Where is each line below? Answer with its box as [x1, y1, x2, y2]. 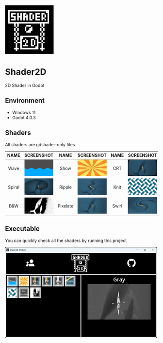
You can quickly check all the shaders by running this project [5, 238, 127, 243]
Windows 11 [12, 109, 36, 115]
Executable [5, 224, 40, 233]
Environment [5, 97, 45, 105]
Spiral [8, 184, 20, 190]
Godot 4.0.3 [12, 115, 36, 120]
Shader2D [5, 67, 47, 78]
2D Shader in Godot [5, 82, 45, 88]
